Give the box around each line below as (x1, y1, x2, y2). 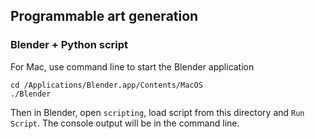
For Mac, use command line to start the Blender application (10, 60, 255, 73)
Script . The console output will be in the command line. (10, 117, 240, 129)
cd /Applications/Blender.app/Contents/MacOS (10, 80, 203, 90)
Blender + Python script (10, 38, 129, 52)
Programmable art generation (10, 8, 199, 25)
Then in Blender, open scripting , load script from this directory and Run (10, 106, 305, 118)
